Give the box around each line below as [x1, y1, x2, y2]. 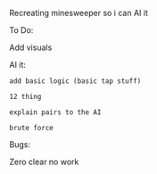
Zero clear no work [9, 156, 79, 167]
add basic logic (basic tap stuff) [9, 77, 142, 86]
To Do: [9, 25, 34, 35]
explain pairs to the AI [9, 108, 102, 117]
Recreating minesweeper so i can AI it [9, 8, 149, 18]
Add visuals [9, 42, 53, 53]
